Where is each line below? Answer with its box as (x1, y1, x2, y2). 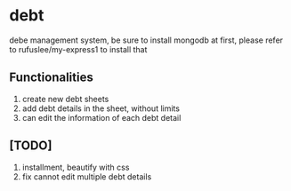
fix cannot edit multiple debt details (21, 171, 152, 182)
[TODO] (9, 139, 53, 154)
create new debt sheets (21, 93, 109, 104)
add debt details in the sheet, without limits (21, 103, 181, 114)
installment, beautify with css (21, 162, 130, 172)
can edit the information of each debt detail (21, 112, 182, 123)
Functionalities (9, 70, 93, 85)
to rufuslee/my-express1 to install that (9, 44, 148, 54)
